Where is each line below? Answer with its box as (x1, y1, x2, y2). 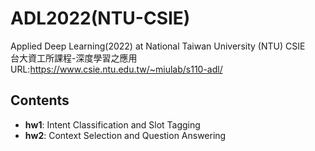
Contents (10, 92, 70, 109)
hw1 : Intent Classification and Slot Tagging (24, 118, 201, 131)
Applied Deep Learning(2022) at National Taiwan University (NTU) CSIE (10, 40, 306, 52)
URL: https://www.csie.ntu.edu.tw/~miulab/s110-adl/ (10, 63, 223, 75)
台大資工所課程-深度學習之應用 (10, 52, 138, 64)
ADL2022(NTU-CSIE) (10, 7, 191, 30)
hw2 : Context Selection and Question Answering (24, 129, 227, 141)
